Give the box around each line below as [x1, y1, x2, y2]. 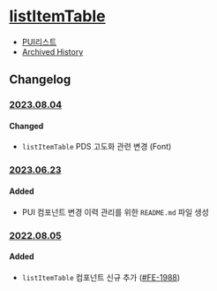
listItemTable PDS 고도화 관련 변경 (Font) [21, 142, 172, 152]
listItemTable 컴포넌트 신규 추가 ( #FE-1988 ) [21, 272, 181, 282]
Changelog [9, 73, 71, 88]
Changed [9, 120, 44, 131]
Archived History [21, 46, 84, 57]
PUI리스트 [21, 36, 57, 47]
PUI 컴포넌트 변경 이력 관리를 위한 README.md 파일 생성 [21, 206, 209, 218]
